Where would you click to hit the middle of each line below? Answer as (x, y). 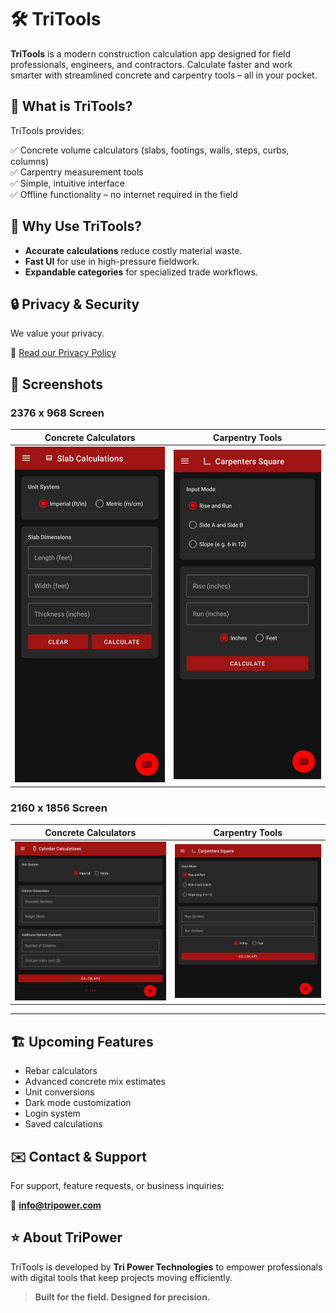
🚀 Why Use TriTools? (76, 226)
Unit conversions (59, 1092)
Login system (52, 1113)
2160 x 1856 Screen (59, 808)
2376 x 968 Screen (57, 413)
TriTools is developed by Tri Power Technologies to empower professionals (166, 1267)
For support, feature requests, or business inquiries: (117, 1186)
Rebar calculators (61, 1071)
